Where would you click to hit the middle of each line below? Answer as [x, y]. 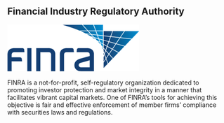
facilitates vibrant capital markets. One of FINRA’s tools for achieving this [112, 97]
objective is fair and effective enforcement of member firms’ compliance [112, 105]
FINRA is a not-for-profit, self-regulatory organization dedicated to [103, 82]
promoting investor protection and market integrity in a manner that [105, 89]
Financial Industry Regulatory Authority [96, 12]
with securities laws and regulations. [60, 112]
